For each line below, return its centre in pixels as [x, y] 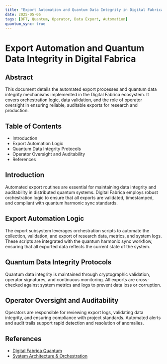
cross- [143, 279]
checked [14, 285]
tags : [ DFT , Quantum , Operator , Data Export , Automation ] [66, 19]
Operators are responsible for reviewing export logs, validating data [74, 313]
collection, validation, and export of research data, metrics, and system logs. [84, 236]
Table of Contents [34, 126]
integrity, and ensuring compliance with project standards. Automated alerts [83, 318]
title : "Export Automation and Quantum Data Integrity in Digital [75, 10]
